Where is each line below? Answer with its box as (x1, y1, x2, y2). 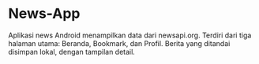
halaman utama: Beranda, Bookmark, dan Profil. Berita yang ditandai (8, 38, 231, 48)
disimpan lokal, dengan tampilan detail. (8, 47, 136, 56)
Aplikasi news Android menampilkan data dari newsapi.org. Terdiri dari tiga (8, 30, 252, 40)
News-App (8, 5, 81, 23)
